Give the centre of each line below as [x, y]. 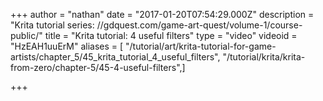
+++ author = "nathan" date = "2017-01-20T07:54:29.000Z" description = [162, 14]
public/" [26, 35]
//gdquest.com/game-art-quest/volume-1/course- [199, 25]
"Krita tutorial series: [52, 25]
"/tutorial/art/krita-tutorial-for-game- [201, 46]
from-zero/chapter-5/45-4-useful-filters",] [98, 67]
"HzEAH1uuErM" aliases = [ [67, 46]
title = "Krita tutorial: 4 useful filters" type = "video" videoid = [171, 35]
